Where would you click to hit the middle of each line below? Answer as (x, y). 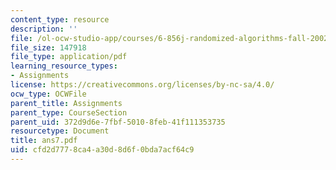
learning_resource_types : (64, 66)
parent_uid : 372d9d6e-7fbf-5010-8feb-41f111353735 (118, 122)
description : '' (44, 29)
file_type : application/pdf (69, 57)
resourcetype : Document (60, 131)
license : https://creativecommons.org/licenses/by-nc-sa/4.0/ (142, 85)
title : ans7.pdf (44, 141)
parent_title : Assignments (66, 103)
